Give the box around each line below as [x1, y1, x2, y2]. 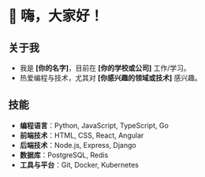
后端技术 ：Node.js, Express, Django [19, 140, 136, 149]
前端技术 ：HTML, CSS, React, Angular [19, 131, 144, 140]
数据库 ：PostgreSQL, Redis [19, 150, 109, 160]
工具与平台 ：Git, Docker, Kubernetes [19, 160, 140, 169]
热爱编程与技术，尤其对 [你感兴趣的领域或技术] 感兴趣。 [19, 73, 203, 83]
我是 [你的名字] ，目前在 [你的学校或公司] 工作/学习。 [19, 64, 191, 72]
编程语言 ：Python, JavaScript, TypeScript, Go [19, 120, 170, 130]
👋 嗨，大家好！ [8, 7, 104, 25]
